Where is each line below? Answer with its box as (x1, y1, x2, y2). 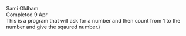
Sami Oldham (6, 5, 39, 12)
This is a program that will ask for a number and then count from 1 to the (6, 17, 181, 24)
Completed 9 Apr (6, 11, 48, 18)
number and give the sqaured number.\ (6, 23, 101, 30)
